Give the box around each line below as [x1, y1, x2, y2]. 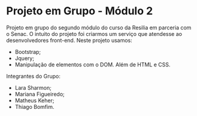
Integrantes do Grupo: [6, 72, 61, 80]
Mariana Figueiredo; [14, 90, 65, 97]
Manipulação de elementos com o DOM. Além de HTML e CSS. [14, 61, 171, 68]
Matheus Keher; [14, 97, 54, 104]
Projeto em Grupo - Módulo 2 [6, 4, 153, 18]
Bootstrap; [14, 48, 41, 55]
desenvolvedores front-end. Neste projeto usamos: [6, 36, 133, 44]
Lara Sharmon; [14, 84, 52, 91]
